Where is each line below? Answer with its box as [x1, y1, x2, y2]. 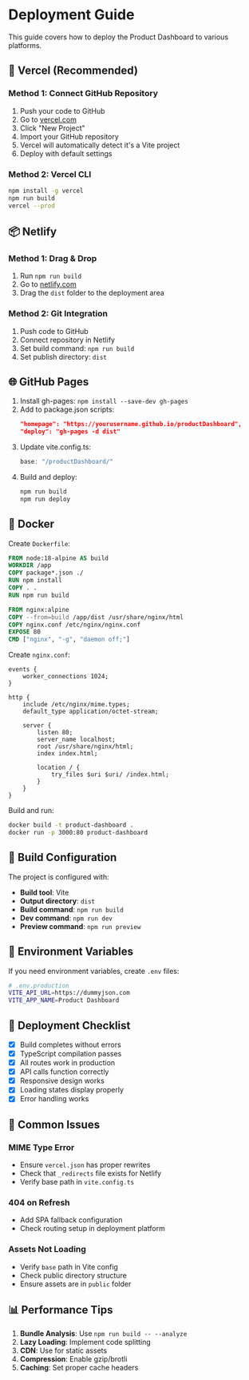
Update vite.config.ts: [19, 442, 92, 452]
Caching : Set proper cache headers [19, 1362, 139, 1372]
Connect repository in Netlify [19, 335, 116, 344]
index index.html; [37, 750, 98, 758]
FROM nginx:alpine [8, 606, 69, 614]
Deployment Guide [8, 6, 135, 24]
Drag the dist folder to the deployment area [19, 288, 165, 298]
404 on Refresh [8, 1197, 70, 1209]
